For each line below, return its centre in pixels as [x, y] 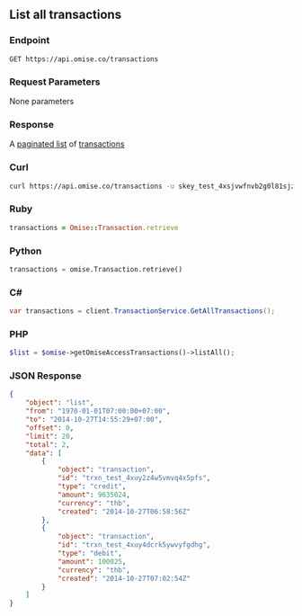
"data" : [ [44, 453]
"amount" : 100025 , [92, 561]
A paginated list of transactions [67, 144]
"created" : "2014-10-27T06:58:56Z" [124, 512]
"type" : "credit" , [92, 487]
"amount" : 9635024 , [93, 495]
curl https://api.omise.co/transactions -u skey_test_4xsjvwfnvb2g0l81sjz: [154, 186]
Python [26, 251]
